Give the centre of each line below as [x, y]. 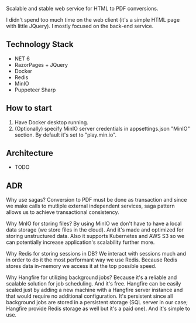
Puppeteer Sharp [35, 90]
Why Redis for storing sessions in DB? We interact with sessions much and [96, 254]
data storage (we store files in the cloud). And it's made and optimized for [95, 230]
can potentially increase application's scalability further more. [80, 242]
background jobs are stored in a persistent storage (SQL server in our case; [97, 302]
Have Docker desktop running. [51, 122]
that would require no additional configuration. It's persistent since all [90, 296]
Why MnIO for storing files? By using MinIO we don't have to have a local [94, 224]
